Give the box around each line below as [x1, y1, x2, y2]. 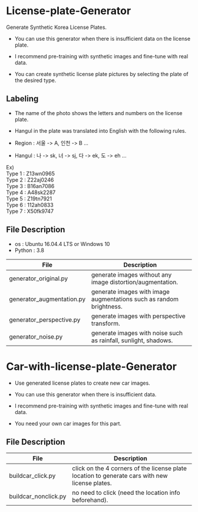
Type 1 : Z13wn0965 [6, 170, 55, 177]
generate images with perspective [91, 311, 186, 320]
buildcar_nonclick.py [9, 493, 67, 501]
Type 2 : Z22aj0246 [6, 176, 54, 183]
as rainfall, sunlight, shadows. [91, 336, 173, 344]
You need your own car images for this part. [14, 420, 122, 427]
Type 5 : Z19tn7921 [6, 195, 52, 202]
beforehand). [72, 496, 108, 504]
